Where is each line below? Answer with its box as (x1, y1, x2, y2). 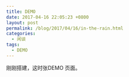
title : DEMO (6, 8, 36, 15)
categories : (6, 31, 36, 37)
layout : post (6, 20, 39, 25)
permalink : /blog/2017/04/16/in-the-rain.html (6, 25, 124, 31)
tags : (6, 42, 20, 48)
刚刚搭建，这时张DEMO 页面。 (6, 64, 81, 71)
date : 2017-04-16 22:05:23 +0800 (6, 14, 89, 20)
